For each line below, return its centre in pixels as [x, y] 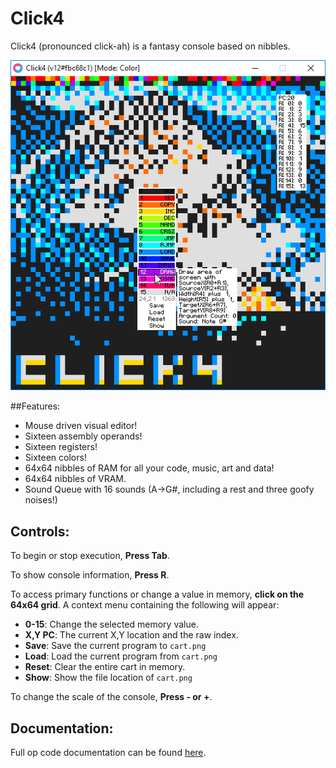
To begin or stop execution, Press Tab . [90, 556]
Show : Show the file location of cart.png [108, 678]
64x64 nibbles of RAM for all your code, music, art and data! [149, 468]
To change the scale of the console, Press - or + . [111, 697]
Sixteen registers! [61, 447]
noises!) [41, 500]
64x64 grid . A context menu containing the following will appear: [145, 605]
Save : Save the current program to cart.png [115, 646]
